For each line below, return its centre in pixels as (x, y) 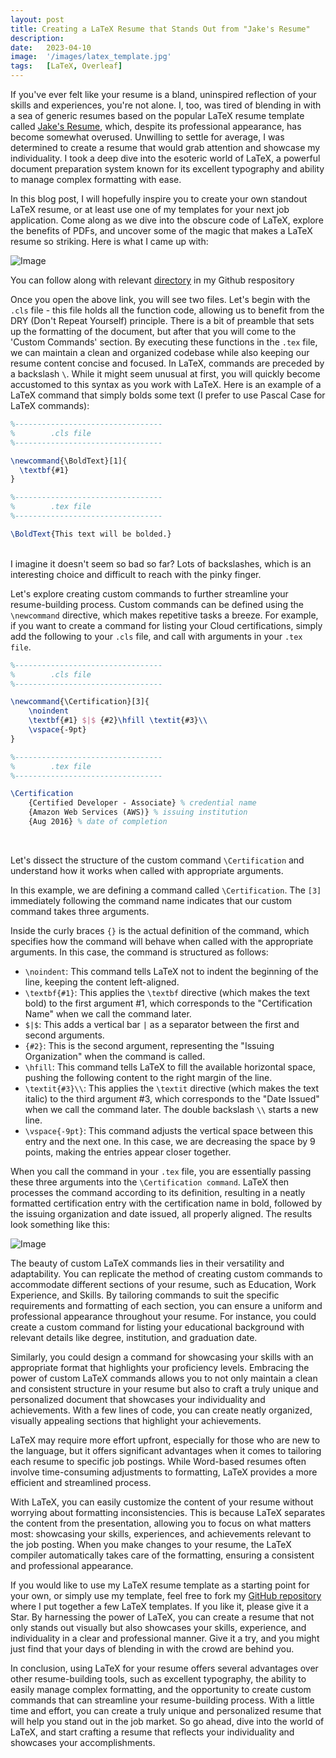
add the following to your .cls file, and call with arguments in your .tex (156, 636)
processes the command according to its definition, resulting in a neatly (158, 1192)
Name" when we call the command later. (108, 1013)
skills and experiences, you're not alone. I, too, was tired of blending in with (166, 105)
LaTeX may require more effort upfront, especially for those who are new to (165, 1440)
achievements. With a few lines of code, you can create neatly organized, (161, 1410)
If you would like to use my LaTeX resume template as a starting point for (160, 1585)
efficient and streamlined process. (81, 1482)
